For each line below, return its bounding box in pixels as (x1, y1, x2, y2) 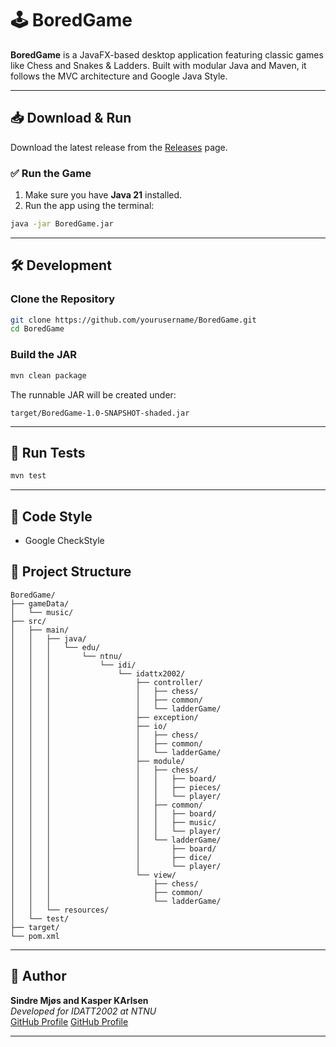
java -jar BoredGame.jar (10, 219, 114, 229)
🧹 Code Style (10, 508, 93, 525)
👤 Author (10, 968, 67, 985)
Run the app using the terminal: (24, 200, 155, 212)
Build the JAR (10, 348, 78, 362)
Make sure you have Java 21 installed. (24, 189, 183, 201)
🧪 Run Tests (10, 444, 86, 461)
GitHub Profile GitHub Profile (10, 1015, 129, 1027)
